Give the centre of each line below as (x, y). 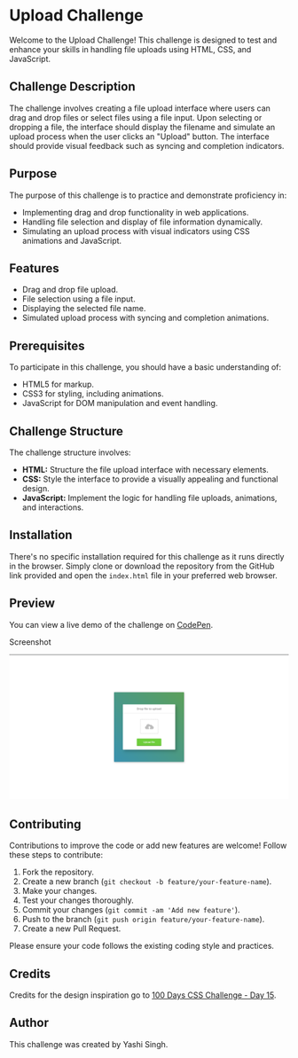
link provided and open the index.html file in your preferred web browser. (143, 575)
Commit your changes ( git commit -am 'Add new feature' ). (131, 910)
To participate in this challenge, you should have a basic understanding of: (145, 367)
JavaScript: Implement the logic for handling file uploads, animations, (149, 498)
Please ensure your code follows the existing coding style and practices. (142, 946)
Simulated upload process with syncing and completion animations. (145, 318)
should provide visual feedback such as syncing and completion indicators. (147, 145)
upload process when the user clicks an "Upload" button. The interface (139, 136)
